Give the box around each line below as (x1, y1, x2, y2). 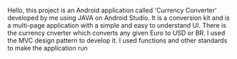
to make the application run (7, 44, 88, 52)
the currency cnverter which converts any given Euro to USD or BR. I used (7, 28, 226, 37)
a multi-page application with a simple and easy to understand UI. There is (7, 21, 227, 29)
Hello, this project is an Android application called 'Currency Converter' (7, 6, 217, 14)
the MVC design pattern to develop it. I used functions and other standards (7, 36, 228, 45)
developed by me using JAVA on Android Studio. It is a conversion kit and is (7, 14, 230, 22)
